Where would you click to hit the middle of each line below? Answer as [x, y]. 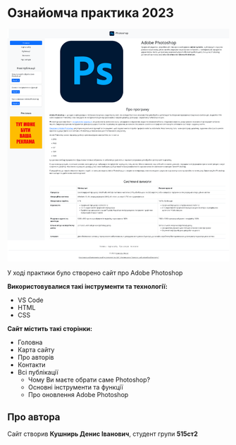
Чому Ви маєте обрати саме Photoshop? [89, 380]
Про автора [34, 417]
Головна [30, 342]
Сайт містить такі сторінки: [50, 329]
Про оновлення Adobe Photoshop [78, 395]
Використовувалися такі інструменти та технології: [87, 287]
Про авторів [36, 358]
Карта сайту [36, 350]
